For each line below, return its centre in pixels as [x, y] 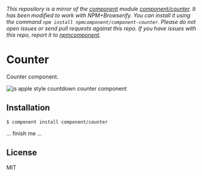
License [22, 153]
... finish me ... [24, 133]
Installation [28, 108]
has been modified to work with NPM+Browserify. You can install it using [99, 15]
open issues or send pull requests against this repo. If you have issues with [101, 28]
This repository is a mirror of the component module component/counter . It [101, 9]
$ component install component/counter [57, 122]
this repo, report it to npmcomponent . [54, 35]
